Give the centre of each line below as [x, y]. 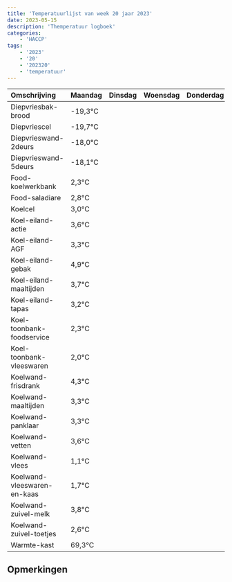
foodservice [30, 337]
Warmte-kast [32, 545]
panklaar [25, 425]
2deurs [22, 146]
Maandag [86, 95]
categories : [24, 33]
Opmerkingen [37, 569]
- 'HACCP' [34, 39]
